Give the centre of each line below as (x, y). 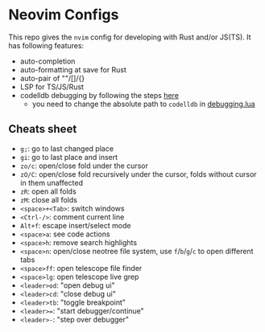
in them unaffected (51, 182)
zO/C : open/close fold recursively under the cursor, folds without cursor (138, 174)
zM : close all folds (49, 199)
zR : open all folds (48, 191)
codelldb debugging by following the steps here (99, 95)
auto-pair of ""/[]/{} (52, 78)
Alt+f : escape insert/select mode (75, 225)
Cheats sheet (43, 129)
